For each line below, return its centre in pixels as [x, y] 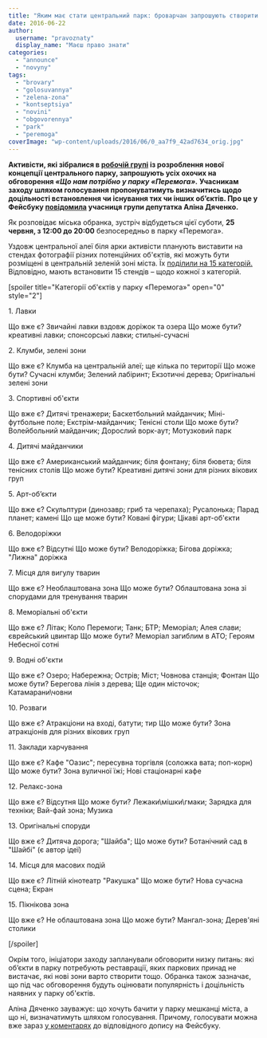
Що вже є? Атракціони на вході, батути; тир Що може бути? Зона [120, 723]
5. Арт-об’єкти [33, 493]
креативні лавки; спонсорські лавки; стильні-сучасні [99, 335]
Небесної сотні [34, 644]
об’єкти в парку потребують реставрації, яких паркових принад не [122, 967]
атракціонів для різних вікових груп [69, 731]
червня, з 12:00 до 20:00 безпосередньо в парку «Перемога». [116, 230]
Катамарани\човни [40, 692]
